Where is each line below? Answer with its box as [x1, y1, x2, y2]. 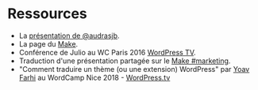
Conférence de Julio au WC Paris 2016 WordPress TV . [18, 47, 196, 57]
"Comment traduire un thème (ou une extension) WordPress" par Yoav [18, 64, 250, 73]
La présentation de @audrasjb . [18, 31, 120, 40]
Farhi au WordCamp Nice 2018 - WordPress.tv [18, 73, 171, 82]
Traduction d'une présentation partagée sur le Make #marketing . [18, 56, 231, 66]
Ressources [7, 5, 88, 23]
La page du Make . [18, 39, 79, 48]
